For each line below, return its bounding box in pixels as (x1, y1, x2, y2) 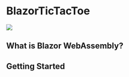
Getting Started (6, 61, 65, 71)
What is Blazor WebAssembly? (6, 41, 124, 51)
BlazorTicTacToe (6, 4, 90, 18)
